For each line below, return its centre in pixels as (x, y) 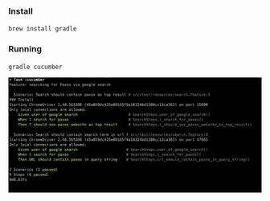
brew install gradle (43, 29)
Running (25, 49)
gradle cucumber (35, 67)
